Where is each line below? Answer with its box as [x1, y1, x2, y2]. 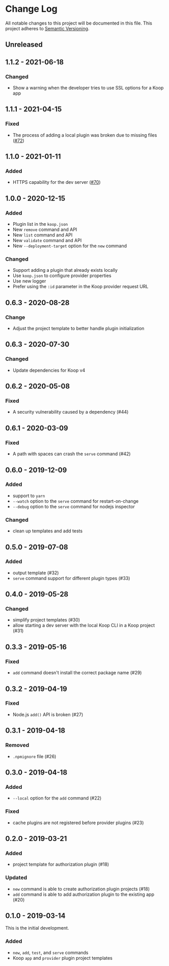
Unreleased [5, 40, 43, 49]
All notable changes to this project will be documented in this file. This [5, 20, 153, 26]
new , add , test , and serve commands [12, 949, 89, 955]
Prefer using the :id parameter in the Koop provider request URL [12, 284, 149, 290]
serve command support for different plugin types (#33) [12, 575, 130, 581]
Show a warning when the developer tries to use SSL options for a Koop [12, 85, 164, 91]
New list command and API [12, 232, 73, 238]
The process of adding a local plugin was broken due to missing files [12, 132, 157, 138]
